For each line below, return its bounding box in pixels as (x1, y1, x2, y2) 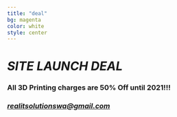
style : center (7, 29, 48, 36)
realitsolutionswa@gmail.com (7, 101, 110, 111)
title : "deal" (7, 10, 48, 17)
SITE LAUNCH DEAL (7, 59, 123, 74)
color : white (7, 23, 45, 29)
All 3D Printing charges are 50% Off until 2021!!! (7, 83, 171, 92)
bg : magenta (7, 16, 41, 23)
